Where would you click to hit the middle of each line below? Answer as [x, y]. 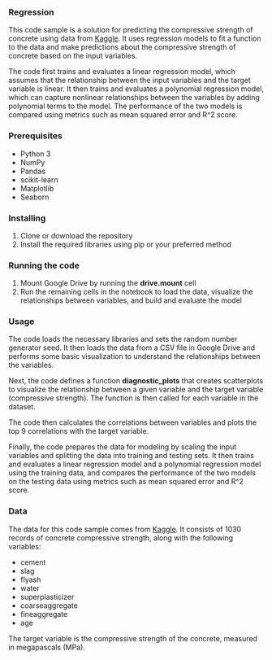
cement [33, 562]
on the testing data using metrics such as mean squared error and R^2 [126, 482]
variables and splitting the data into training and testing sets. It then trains [131, 456]
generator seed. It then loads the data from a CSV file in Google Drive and [132, 347]
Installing [27, 218]
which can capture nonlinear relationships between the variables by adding [134, 98]
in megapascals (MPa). [47, 647]
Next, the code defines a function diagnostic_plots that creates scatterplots [136, 381]
